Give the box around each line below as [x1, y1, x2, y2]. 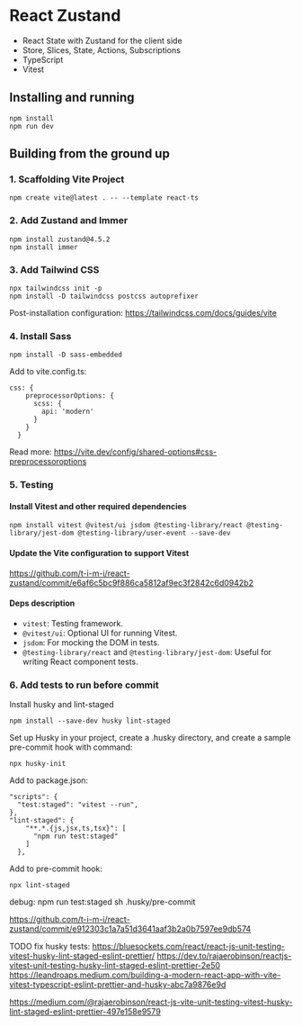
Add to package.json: [9, 775, 88, 786]
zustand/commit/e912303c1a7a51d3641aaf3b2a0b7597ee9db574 [9, 923, 252, 934]
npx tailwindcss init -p [9, 284, 102, 293]
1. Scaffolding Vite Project [9, 173, 125, 185]
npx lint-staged [9, 881, 70, 890]
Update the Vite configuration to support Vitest [9, 548, 190, 559]
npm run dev [9, 121, 54, 130]
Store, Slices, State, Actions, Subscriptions [22, 44, 182, 55]
